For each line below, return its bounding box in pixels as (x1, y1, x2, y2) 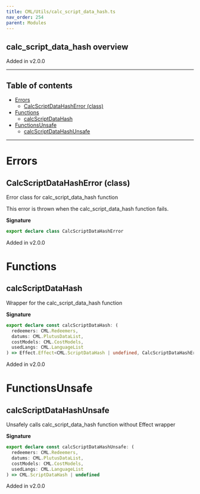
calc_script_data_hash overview (6, 42, 129, 52)
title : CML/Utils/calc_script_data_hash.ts (6, 8, 116, 15)
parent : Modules (6, 20, 46, 26)
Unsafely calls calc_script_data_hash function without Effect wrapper (6, 421, 176, 429)
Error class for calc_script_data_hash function (6, 194, 118, 201)
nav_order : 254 (6, 14, 44, 20)
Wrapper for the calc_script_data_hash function (6, 299, 123, 307)
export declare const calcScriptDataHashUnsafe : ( (6, 444, 135, 450)
